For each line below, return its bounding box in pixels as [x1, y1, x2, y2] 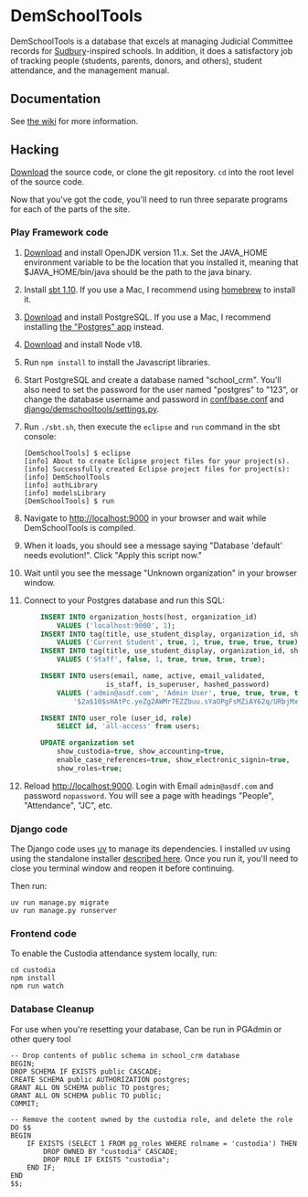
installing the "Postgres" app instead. [23, 321, 164, 332]
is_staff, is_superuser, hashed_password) [105, 680, 271, 689]
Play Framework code [10, 226, 109, 238]
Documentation [10, 91, 101, 107]
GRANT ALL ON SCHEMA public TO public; [10, 1091, 163, 1100]
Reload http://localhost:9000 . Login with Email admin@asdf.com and [23, 780, 274, 791]
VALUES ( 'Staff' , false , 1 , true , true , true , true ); [57, 655, 266, 664]
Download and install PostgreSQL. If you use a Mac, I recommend [23, 312, 271, 323]
